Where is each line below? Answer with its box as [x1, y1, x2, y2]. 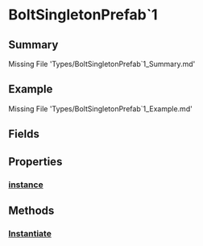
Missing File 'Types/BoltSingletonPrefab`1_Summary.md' [8, 59, 196, 69]
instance [8, 179, 43, 190]
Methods [8, 203, 55, 217]
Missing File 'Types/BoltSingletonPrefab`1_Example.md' [8, 103, 193, 114]
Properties [8, 155, 63, 169]
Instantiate [8, 227, 52, 239]
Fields [8, 127, 40, 141]
